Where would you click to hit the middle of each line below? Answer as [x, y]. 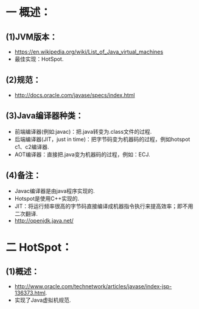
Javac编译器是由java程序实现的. [54, 191]
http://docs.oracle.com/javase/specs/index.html [75, 95]
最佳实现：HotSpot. [39, 59]
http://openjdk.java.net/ [44, 221]
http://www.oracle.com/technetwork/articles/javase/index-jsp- [93, 286]
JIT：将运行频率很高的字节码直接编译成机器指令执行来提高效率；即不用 [104, 206]
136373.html [30, 293]
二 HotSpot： [39, 247]
